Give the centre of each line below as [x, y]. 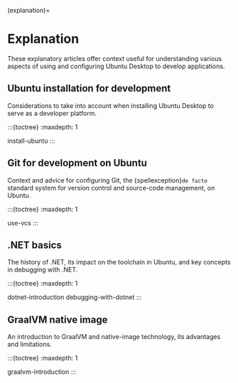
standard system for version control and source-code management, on [111, 188]
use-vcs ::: [23, 222]
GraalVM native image [58, 319]
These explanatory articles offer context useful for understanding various [115, 58]
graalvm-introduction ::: [42, 372]
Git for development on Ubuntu [77, 163]
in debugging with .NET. [43, 270]
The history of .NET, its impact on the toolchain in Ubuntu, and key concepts [119, 262]
